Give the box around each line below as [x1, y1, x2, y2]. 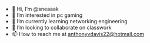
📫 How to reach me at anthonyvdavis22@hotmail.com [11, 31, 144, 37]
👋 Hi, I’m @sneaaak [11, 6, 59, 12]
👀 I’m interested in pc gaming [11, 12, 83, 19]
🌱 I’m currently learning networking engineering [11, 18, 128, 24]
